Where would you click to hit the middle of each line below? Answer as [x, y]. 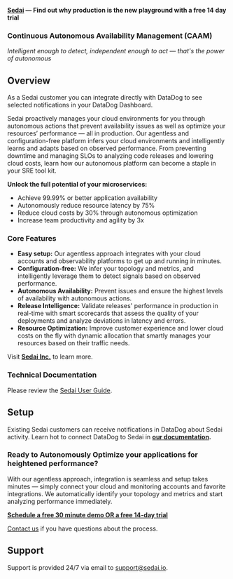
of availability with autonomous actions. [75, 298]
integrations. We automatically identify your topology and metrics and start [115, 493]
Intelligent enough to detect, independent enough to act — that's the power [116, 51]
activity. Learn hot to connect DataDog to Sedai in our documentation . [110, 437]
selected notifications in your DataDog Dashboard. [80, 105]
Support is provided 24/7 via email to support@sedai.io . [87, 567]
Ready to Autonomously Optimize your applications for [103, 455]
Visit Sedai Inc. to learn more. [50, 357]
